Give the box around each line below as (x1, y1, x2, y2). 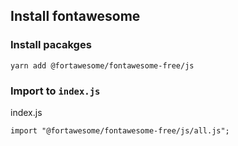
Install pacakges (10, 38, 92, 52)
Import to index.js (10, 84, 101, 98)
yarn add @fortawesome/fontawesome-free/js (10, 60, 195, 71)
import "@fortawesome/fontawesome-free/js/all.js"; (10, 125, 230, 136)
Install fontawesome (10, 8, 141, 25)
